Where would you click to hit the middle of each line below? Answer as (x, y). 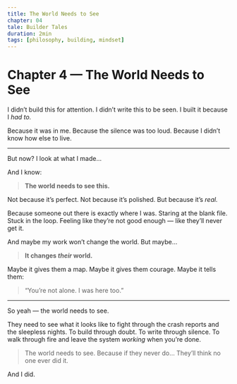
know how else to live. (39, 138)
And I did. (21, 374)
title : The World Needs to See (53, 14)
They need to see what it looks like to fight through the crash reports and (113, 325)
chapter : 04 (25, 20)
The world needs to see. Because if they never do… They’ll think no (122, 353)
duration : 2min (30, 34)
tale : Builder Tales (38, 27)
